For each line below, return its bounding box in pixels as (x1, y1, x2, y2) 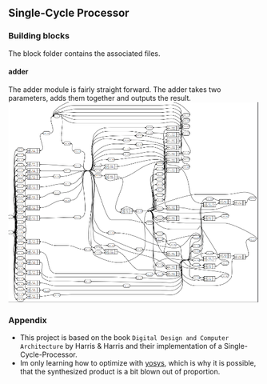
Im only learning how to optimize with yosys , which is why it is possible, (19, 358, 257, 368)
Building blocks (8, 30, 70, 42)
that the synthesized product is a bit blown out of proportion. (19, 367, 221, 377)
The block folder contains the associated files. (8, 48, 161, 58)
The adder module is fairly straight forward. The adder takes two (8, 84, 221, 94)
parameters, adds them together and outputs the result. (8, 93, 192, 102)
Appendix (8, 314, 48, 326)
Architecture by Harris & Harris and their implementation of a (19, 342, 222, 351)
